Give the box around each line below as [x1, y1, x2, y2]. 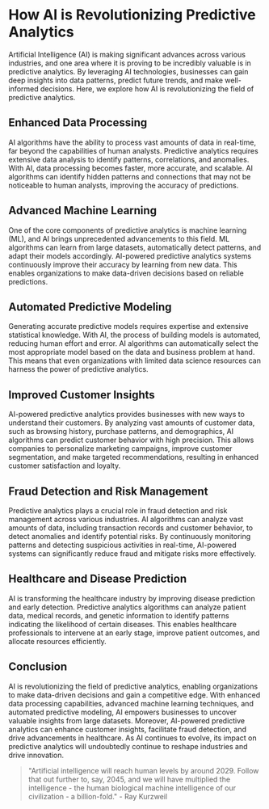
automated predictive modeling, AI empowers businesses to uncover [8, 707, 237, 717]
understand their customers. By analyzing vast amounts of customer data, [8, 418, 255, 428]
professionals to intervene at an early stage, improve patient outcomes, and [8, 628, 260, 638]
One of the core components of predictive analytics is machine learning [8, 225, 247, 235]
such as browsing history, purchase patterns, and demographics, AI [8, 427, 234, 436]
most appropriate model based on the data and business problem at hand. [8, 348, 255, 357]
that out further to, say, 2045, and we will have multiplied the [27, 774, 231, 784]
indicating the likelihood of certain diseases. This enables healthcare [8, 619, 237, 629]
